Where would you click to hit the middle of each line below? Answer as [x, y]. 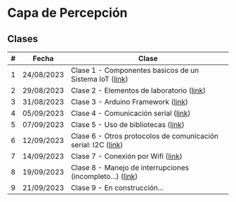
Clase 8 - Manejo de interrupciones [130, 168]
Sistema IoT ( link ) [99, 79]
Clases [23, 39]
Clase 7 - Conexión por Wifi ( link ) [126, 156]
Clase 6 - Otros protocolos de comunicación [145, 136]
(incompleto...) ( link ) [104, 176]
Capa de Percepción [67, 13]
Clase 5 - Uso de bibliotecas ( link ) [127, 124]
